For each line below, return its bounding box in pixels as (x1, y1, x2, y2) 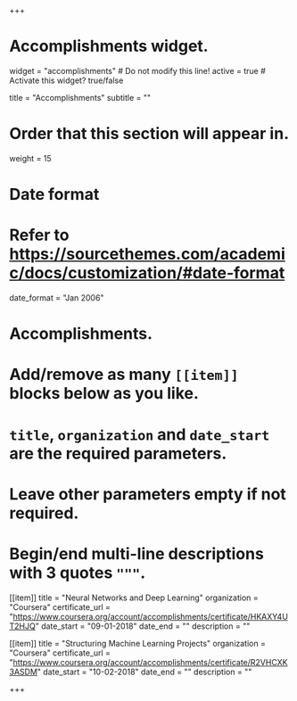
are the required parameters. (9, 443, 227, 464)
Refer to (9, 225, 70, 245)
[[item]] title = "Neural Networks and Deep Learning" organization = (9, 592, 259, 603)
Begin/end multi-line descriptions (9, 543, 265, 564)
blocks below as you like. (9, 383, 199, 404)
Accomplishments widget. (9, 37, 209, 56)
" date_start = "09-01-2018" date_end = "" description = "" (35, 621, 251, 631)
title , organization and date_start (9, 425, 270, 444)
